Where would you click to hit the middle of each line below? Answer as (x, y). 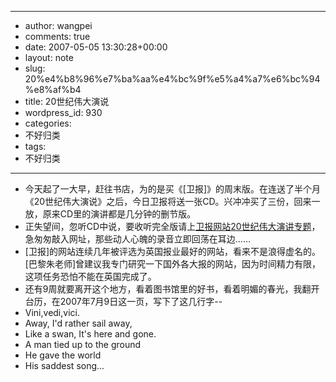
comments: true (57, 36)
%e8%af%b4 (53, 89)
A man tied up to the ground (83, 344)
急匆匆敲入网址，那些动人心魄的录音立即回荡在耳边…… (137, 239)
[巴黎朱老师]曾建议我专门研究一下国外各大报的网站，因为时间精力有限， (173, 264)
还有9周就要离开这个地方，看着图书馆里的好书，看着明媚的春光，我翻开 (172, 289)
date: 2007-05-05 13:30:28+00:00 (96, 47)
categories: (48, 123)
